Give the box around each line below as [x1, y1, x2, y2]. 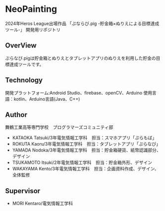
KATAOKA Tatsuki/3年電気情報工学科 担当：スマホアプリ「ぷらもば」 [12, 135, 157, 141]
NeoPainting [5, 3, 57, 15]
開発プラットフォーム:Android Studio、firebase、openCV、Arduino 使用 [5, 90, 153, 96]
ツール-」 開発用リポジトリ [5, 26, 61, 33]
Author [5, 110, 27, 119]
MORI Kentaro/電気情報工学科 [12, 201, 73, 207]
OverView [5, 41, 37, 50]
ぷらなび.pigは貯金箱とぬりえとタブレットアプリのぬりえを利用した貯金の [5, 55, 156, 61]
